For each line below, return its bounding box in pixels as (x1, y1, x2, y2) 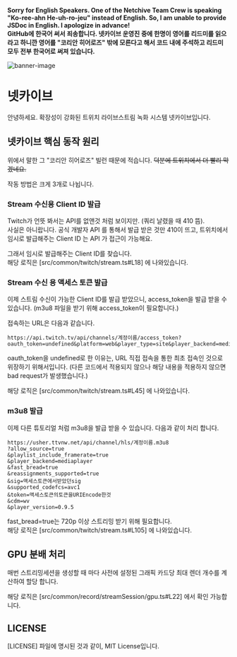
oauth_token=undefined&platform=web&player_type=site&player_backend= (7, 341, 219, 348)
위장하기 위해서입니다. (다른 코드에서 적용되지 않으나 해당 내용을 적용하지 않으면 (7, 362, 226, 371)
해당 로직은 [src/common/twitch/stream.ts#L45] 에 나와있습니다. (7, 387, 190, 395)
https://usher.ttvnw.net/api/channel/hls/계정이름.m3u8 (7, 439, 169, 446)
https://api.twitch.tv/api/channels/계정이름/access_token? (7, 334, 182, 342)
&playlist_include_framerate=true (7, 451, 109, 459)
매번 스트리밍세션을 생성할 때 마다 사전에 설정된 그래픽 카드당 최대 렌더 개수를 (7, 569, 220, 577)
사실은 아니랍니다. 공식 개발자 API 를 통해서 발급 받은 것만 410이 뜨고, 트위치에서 (7, 226, 229, 234)
